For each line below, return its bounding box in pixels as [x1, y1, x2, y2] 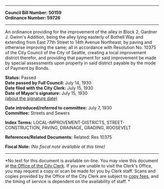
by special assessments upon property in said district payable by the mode [5, 60, 156, 66]
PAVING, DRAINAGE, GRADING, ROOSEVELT [42, 125, 131, 130]
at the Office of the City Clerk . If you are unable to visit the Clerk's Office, [5, 163, 153, 168]
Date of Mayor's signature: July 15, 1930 [5, 90, 88, 96]
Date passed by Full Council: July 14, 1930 [5, 80, 92, 85]
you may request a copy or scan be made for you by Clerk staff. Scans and [5, 168, 156, 174]
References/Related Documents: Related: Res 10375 [5, 134, 112, 140]
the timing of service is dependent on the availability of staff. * [5, 179, 130, 184]
